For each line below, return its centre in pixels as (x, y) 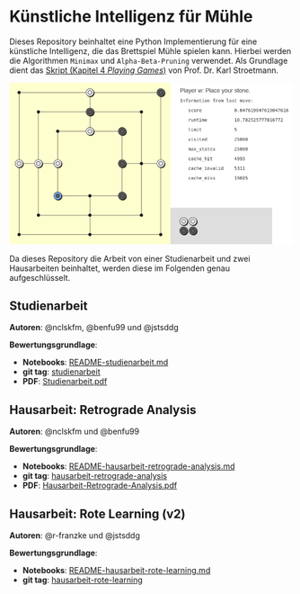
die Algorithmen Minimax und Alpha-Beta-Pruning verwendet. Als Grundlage (149, 60)
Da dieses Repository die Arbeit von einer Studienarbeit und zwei (130, 258)
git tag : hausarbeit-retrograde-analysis (95, 476)
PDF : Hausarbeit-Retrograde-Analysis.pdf (100, 486)
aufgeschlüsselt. (40, 277)
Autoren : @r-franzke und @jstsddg (75, 535)
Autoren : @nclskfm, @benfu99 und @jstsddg (94, 328)
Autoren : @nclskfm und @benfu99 (75, 432)
